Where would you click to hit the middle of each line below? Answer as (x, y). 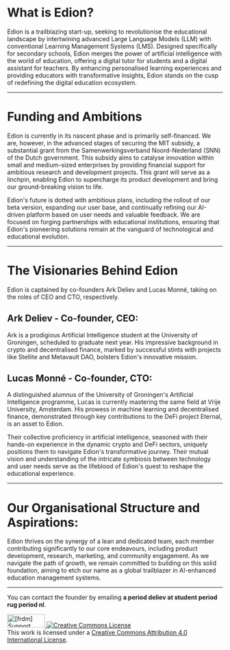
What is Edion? (51, 13)
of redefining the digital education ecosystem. (72, 82)
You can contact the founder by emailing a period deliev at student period (112, 597)
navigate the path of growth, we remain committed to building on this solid (112, 563)
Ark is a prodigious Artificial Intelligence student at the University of (102, 335)
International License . (38, 640)
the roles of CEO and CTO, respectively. (63, 297)
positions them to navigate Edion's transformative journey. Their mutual (108, 452)
